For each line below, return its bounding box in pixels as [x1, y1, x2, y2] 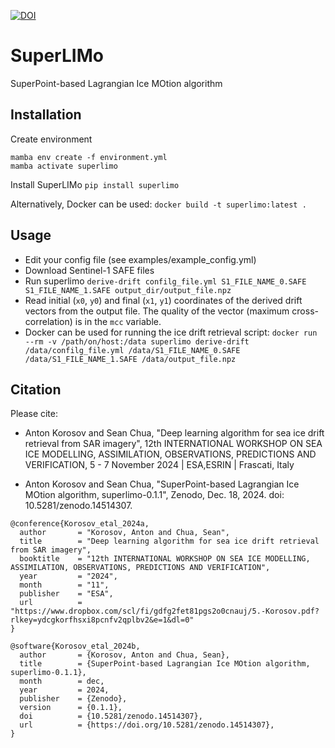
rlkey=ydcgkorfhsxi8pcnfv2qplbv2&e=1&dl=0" [10, 615, 195, 625]
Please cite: [10, 408, 59, 420]
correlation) [24, 315, 73, 327]
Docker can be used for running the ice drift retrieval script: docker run [24, 326, 318, 338]
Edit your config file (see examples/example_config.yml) [24, 253, 257, 265]
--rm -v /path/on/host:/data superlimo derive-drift [24, 336, 250, 347]
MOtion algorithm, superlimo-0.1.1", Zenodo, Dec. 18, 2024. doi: [24, 489, 285, 501]
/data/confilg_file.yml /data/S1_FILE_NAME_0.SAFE [24, 345, 241, 355]
